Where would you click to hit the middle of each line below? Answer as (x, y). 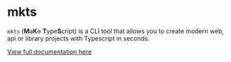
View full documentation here (50, 52)
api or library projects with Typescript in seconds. (79, 38)
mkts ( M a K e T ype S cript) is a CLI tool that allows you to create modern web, (116, 31)
